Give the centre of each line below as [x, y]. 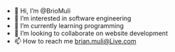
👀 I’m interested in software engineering [73, 18]
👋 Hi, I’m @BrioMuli [42, 11]
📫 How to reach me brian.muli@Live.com [75, 41]
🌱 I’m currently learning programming [69, 26]
